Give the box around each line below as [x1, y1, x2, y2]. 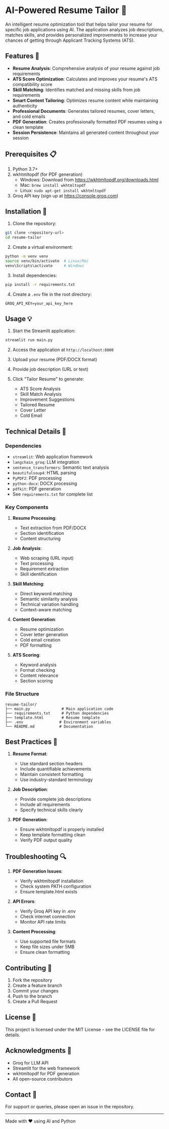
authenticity [12, 103, 38, 109]
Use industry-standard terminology [20, 777, 93, 783]
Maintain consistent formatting [20, 771, 84, 778]
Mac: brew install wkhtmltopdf [20, 182, 86, 188]
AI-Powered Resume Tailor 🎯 [5, 5, 127, 16]
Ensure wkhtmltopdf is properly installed [20, 826, 104, 832]
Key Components [5, 504, 49, 511]
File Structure [5, 690, 39, 697]
